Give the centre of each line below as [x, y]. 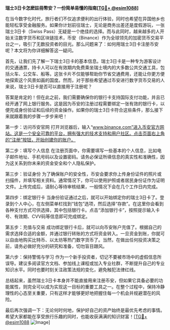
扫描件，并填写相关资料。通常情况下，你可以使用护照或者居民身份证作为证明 [85, 180]
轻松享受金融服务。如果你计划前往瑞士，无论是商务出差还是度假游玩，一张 [87, 25]
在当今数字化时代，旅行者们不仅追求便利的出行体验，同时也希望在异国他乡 [83, 19]
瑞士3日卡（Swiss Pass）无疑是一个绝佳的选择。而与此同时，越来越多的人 [83, 31]
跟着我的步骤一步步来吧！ [40, 116]
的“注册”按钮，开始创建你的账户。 [40, 140]
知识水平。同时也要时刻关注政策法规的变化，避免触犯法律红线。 [72, 270]
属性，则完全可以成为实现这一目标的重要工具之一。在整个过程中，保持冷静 [87, 287]
